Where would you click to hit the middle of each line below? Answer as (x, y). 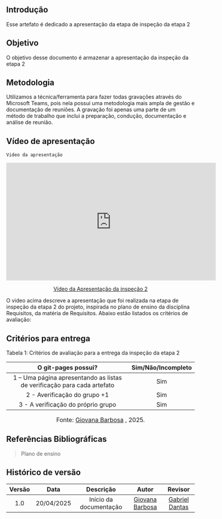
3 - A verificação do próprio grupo (68, 405)
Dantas (179, 506)
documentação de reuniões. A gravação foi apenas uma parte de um (91, 109)
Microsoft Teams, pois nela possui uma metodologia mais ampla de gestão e (101, 103)
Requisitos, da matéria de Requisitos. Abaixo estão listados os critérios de (97, 313)
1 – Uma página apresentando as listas (67, 378)
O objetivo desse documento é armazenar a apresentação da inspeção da (98, 57)
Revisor (179, 489)
